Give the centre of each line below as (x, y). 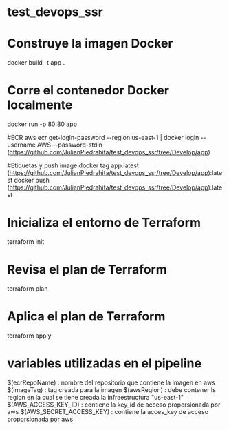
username (21, 145)
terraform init (26, 242)
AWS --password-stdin (70, 145)
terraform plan (28, 288)
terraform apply (29, 336)
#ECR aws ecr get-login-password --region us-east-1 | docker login (103, 138)
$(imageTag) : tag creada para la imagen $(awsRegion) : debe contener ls (112, 389)
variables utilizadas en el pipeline (104, 364)
